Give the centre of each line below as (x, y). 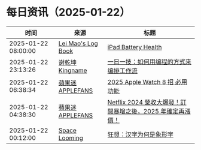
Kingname (73, 70)
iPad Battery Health (135, 47)
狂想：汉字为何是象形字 (140, 134)
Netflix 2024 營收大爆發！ (144, 102)
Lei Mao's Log (78, 43)
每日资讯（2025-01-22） (68, 12)
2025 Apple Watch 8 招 (141, 82)
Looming (71, 137)
